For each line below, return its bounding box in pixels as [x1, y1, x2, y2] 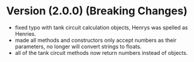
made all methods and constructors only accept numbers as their [14, 36, 177, 44]
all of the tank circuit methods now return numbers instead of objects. [14, 49, 188, 56]
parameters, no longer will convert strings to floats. [14, 43, 142, 50]
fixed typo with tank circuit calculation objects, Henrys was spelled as [14, 24, 188, 31]
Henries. [14, 30, 37, 37]
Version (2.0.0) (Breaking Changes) [6, 4, 188, 18]
